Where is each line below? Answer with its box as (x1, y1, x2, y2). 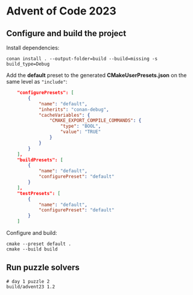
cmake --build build (6, 246, 59, 252)
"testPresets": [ (17, 190, 61, 196)
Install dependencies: (6, 44, 60, 51)
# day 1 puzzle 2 (6, 278, 50, 284)
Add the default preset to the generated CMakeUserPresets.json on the (6, 72, 187, 79)
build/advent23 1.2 (6, 284, 55, 290)
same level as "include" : (6, 78, 68, 85)
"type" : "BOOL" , (60, 123, 101, 129)
